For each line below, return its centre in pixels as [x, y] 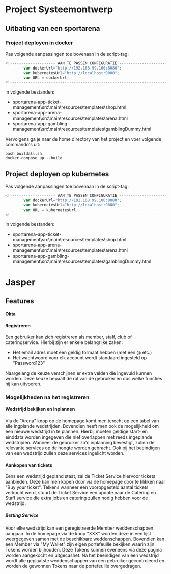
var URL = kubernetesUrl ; [51, 210]
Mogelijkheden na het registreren [47, 397]
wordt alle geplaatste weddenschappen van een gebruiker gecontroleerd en [85, 561]
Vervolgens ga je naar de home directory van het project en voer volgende [83, 139]
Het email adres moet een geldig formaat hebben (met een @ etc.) [82, 352]
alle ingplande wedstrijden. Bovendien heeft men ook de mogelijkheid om [82, 426]
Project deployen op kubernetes [57, 174]
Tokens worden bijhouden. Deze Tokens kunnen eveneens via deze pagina [84, 550]
